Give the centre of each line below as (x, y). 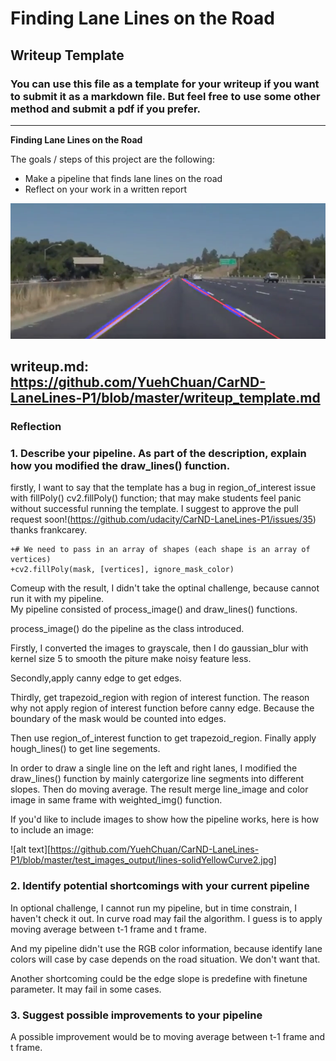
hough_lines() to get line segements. (85, 749)
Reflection (36, 427)
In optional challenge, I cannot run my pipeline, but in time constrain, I (153, 908)
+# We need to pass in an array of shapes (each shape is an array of (160, 550)
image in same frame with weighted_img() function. (116, 800)
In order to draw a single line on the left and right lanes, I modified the (154, 768)
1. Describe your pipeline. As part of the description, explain (158, 453)
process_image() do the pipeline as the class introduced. (127, 629)
